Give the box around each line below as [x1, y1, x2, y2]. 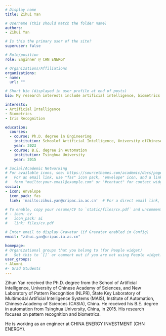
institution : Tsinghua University [14, 152, 85, 157]
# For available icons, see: [5, 170, 65, 175]
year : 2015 [14, 157, 37, 162]
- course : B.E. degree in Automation [9, 148, 87, 153]
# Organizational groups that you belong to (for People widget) [5, 248, 142, 252]
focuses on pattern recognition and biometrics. [5, 311, 101, 317]
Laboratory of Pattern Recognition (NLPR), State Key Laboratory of [5, 290, 141, 296]
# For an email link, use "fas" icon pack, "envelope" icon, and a [5, 175, 152, 180]
